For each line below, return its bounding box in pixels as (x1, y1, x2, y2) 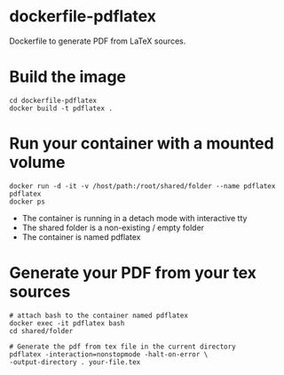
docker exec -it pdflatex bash (9, 318, 125, 328)
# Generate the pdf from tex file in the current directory (9, 342, 237, 351)
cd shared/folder (9, 326, 74, 335)
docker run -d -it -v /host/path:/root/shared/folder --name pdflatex (9, 181, 276, 190)
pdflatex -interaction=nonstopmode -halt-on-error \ (9, 349, 209, 359)
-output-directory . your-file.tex (9, 357, 141, 366)
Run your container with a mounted (9, 133, 274, 154)
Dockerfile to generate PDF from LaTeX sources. (9, 36, 186, 46)
